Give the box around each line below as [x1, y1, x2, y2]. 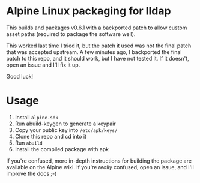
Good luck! [6, 73, 34, 80]
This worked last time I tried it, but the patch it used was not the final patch [6, 42, 192, 49]
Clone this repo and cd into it [14, 133, 87, 140]
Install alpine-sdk [14, 113, 59, 121]
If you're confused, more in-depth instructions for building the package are [6, 157, 192, 164]
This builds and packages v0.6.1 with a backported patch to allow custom [6, 24, 187, 31]
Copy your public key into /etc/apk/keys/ [14, 126, 118, 133]
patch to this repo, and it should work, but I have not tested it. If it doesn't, [6, 55, 189, 62]
